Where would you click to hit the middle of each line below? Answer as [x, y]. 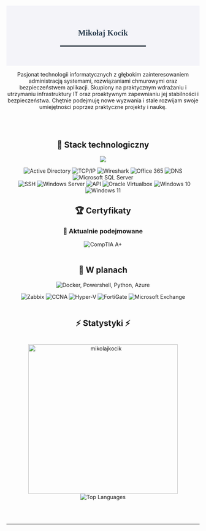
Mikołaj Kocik [103, 33]
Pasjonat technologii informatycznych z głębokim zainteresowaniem [103, 75]
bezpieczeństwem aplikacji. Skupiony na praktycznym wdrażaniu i [103, 88]
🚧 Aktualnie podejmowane [103, 231]
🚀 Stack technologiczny [103, 145]
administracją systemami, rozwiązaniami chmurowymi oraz [103, 81]
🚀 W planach [103, 270]
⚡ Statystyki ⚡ [103, 323]
